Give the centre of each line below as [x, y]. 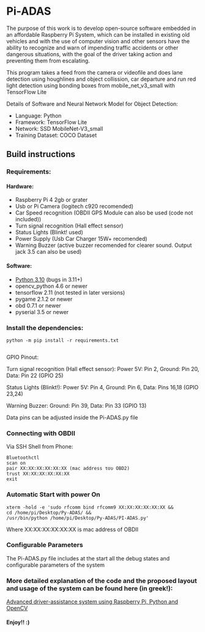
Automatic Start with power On [54, 494]
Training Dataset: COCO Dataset [56, 135]
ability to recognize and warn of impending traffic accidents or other [92, 48]
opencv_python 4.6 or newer [51, 286]
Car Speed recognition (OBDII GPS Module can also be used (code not [104, 213]
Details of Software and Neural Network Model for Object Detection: [92, 104]
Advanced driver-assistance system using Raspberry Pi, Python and [92, 602]
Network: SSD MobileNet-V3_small [59, 128]
